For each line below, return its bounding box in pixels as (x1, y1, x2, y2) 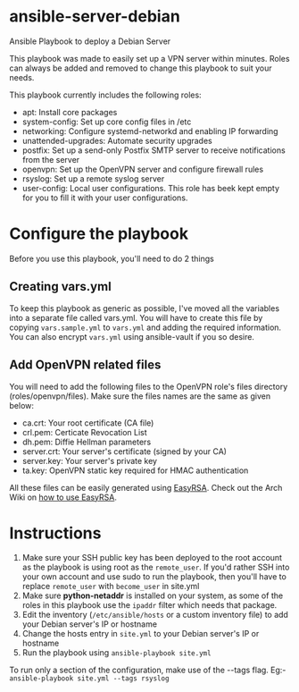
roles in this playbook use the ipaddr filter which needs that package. (21, 600, 278, 611)
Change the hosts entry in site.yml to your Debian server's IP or (21, 629, 260, 639)
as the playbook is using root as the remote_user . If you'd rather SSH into (21, 561, 290, 573)
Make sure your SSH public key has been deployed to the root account (21, 553, 283, 563)
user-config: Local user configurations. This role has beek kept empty (21, 182, 279, 193)
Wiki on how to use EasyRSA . (9, 492, 118, 502)
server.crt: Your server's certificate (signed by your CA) (21, 445, 228, 457)
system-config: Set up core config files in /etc (21, 116, 192, 127)
